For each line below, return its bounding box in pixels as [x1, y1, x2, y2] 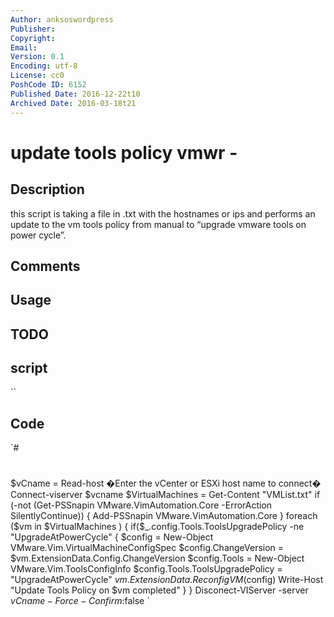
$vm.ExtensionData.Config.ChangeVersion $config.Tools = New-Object [10, 552, 305, 565]
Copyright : [10, 33, 56, 43]
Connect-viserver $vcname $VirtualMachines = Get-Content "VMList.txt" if [10, 489, 321, 501]
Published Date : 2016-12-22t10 [10, 89, 141, 99]
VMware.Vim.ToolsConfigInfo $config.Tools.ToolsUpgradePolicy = [10, 563, 283, 575]
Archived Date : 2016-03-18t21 [10, 98, 137, 108]
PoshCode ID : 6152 [10, 80, 87, 90]
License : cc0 [10, 71, 65, 81]
